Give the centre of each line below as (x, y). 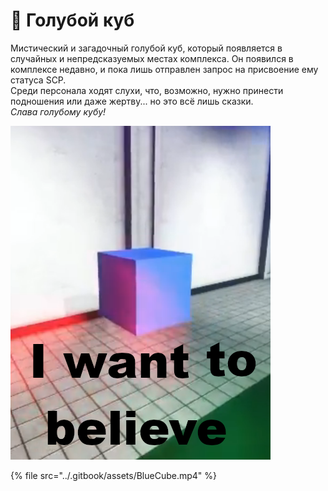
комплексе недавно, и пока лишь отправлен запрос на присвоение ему (164, 69)
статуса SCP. (38, 80)
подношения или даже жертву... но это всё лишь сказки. (132, 101)
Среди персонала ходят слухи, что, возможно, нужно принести (147, 90)
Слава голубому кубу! (58, 111)
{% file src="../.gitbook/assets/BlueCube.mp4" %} (114, 475)
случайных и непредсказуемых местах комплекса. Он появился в (152, 58)
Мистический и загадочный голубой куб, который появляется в (146, 48)
